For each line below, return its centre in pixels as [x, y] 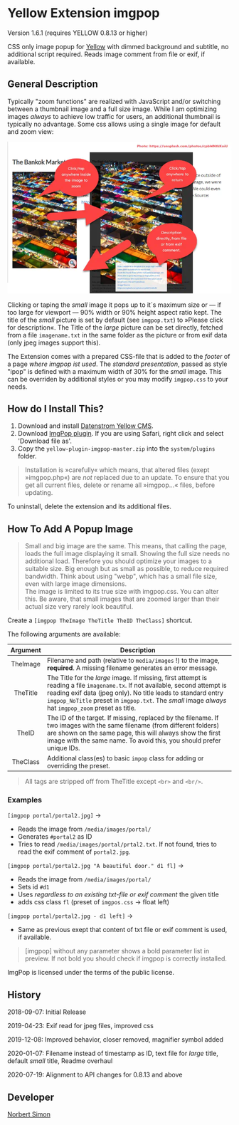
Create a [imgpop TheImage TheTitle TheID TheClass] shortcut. [100, 620]
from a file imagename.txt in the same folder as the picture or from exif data [117, 335]
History [24, 995]
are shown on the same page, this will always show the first [134, 733]
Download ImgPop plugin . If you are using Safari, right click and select [121, 434]
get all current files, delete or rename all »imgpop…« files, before [120, 485]
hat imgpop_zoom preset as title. [92, 708]
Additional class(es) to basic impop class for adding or [126, 758]
